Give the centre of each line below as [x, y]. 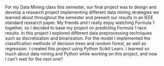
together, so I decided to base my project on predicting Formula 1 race [76, 28]
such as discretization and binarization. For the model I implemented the [78, 38]
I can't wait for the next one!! [34, 59]
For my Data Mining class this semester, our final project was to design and [81, 7]
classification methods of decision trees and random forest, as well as [76, 43]
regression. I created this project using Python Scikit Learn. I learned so [77, 49]
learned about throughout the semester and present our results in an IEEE [79, 17]
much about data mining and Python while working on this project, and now [81, 54]
